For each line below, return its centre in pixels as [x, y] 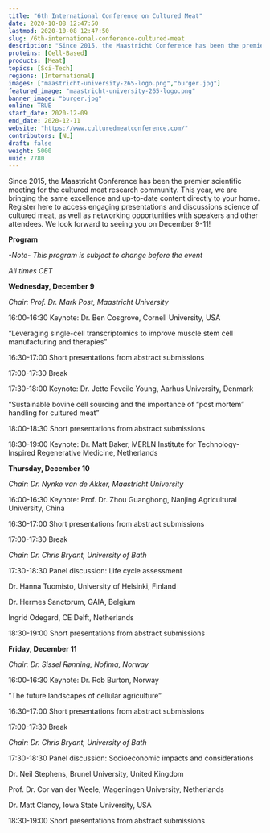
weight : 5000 [30, 151]
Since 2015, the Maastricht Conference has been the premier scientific [125, 181]
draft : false [30, 143]
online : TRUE [30, 106]
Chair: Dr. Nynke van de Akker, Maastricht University [96, 484]
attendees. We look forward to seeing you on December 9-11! [110, 224]
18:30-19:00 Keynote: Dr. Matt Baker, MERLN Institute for [102, 444]
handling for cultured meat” [54, 413]
